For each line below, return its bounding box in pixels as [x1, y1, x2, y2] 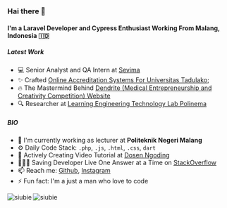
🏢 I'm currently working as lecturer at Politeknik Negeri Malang [17, 136, 202, 145]
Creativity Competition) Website [17, 91, 111, 100]
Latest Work [7, 48, 44, 56]
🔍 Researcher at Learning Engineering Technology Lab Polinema [17, 100, 207, 108]
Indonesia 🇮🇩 [7, 31, 49, 39]
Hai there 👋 [7, 6, 46, 16]
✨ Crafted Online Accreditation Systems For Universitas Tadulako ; [17, 76, 209, 84]
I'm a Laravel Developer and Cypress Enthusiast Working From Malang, [7, 24, 220, 32]
